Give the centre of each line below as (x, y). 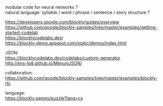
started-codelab (21, 32)
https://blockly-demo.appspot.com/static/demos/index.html (66, 43)
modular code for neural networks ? (41, 7)
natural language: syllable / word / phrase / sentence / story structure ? (77, 12)
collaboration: (19, 73)
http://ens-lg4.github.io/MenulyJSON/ (44, 63)
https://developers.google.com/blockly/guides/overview (62, 22)
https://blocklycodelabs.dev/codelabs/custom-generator (63, 58)
